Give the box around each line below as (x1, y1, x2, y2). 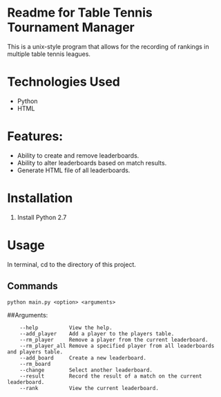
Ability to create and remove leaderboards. (17, 151, 140, 160)
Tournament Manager (7, 19, 135, 35)
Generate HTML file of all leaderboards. (17, 166, 131, 174)
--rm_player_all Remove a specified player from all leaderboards (19, 342, 215, 349)
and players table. (7, 348, 64, 356)
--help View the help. (19, 324, 113, 331)
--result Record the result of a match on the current (19, 372, 202, 380)
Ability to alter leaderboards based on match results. (17, 158, 167, 167)
